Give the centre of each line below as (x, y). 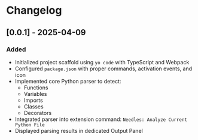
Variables (35, 94)
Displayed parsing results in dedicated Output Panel (79, 130)
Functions (36, 88)
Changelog (34, 10)
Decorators (38, 113)
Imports (33, 100)
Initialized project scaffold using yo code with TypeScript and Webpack (102, 62)
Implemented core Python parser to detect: (68, 81)
